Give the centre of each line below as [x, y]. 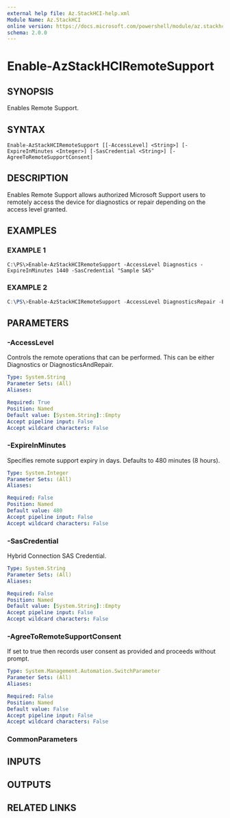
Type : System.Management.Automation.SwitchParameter [84, 672]
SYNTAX [26, 130]
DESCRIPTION [38, 178]
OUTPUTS [29, 785]
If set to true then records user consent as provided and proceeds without [112, 652]
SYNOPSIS [30, 91]
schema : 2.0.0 [27, 33]
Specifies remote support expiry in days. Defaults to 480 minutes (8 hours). [114, 460]
